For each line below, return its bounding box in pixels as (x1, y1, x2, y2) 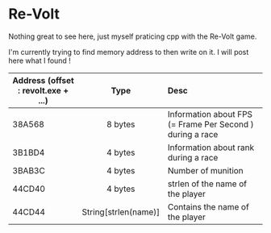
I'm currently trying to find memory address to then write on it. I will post (8, 47, 249, 56)
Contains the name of (168, 201, 250, 212)
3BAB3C (12, 164, 46, 176)
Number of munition (168, 164, 244, 176)
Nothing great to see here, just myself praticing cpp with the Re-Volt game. (8, 31, 257, 41)
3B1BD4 (12, 147, 45, 158)
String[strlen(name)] (81, 206, 161, 218)
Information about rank (168, 142, 255, 153)
